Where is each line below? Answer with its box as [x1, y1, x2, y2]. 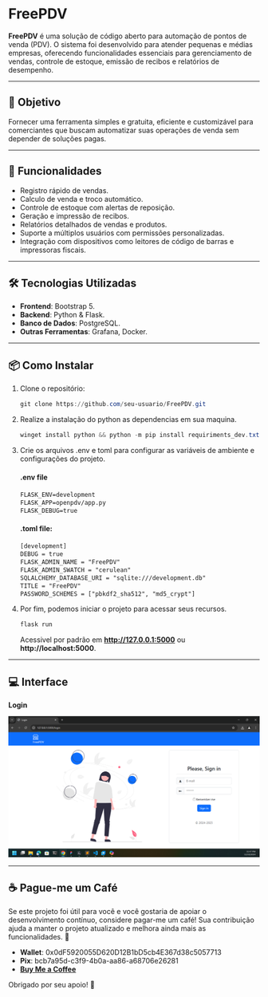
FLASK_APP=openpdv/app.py [19, 499, 106, 507]
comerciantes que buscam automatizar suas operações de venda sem [8, 125, 239, 135]
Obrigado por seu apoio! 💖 [8, 979, 96, 989]
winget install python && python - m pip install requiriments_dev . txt [19, 432, 260, 439]
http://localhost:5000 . [19, 644, 97, 653]
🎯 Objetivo [8, 96, 61, 109]
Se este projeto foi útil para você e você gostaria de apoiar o [8, 906, 207, 916]
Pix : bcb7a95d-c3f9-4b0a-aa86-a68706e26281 [19, 956, 179, 965]
